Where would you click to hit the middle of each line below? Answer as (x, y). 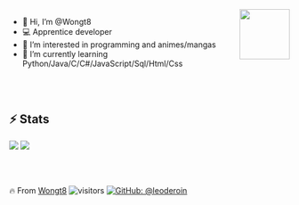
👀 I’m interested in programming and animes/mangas (119, 45)
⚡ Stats (29, 119)
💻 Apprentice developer (67, 32)
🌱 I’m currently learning (65, 54)
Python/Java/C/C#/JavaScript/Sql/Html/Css (102, 63)
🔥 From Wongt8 (38, 190)
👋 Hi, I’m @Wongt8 (57, 22)
